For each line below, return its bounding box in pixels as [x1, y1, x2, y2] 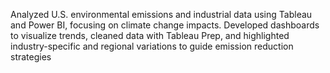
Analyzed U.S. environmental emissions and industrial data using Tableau [10, 9, 313, 20]
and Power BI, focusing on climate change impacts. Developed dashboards [10, 19, 320, 31]
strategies [10, 51, 52, 63]
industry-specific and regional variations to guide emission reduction [10, 40, 294, 52]
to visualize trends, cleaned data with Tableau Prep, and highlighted [10, 30, 290, 41]
